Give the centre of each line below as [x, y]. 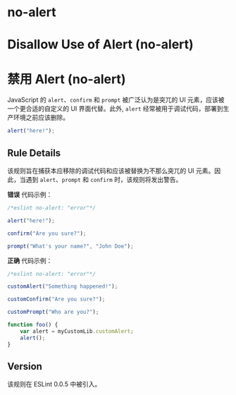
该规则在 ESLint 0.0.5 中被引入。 [54, 384]
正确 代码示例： [30, 260]
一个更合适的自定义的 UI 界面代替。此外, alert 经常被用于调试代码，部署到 [115, 109]
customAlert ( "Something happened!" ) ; [63, 286]
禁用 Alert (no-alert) [67, 79]
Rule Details [34, 153]
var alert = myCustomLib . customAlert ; [77, 331]
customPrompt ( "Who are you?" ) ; [53, 312]
